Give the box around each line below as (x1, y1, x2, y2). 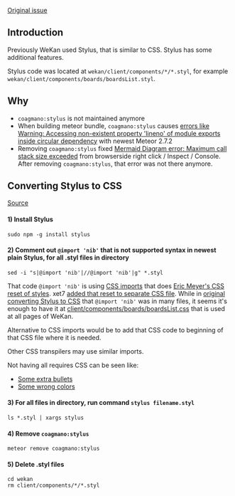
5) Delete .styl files (7, 460, 65, 468)
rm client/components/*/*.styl (7, 482, 100, 490)
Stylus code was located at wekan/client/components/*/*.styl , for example (7, 67, 229, 75)
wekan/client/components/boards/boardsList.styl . (7, 74, 156, 83)
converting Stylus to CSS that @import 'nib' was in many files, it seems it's (7, 297, 227, 305)
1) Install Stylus (7, 215, 53, 223)
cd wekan (7, 476, 33, 483)
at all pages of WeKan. (7, 312, 73, 320)
